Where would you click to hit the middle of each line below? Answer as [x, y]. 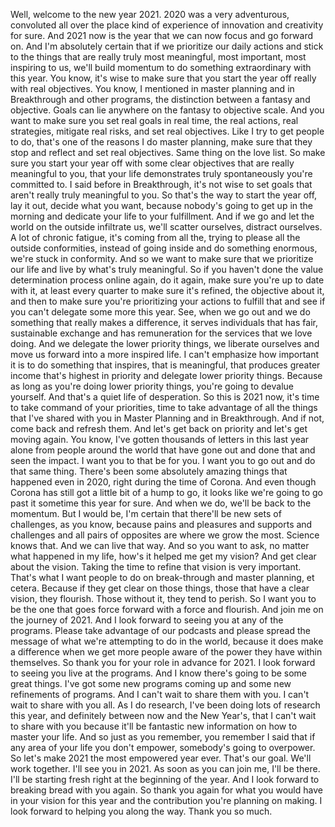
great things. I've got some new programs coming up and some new [151, 683]
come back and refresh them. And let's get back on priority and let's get [159, 428]
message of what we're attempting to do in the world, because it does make [167, 641]
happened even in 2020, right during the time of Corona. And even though [163, 482]
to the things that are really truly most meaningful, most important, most [158, 57]
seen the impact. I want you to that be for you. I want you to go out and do [163, 460]
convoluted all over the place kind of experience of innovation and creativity [167, 25]
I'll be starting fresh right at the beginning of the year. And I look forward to [165, 779]
